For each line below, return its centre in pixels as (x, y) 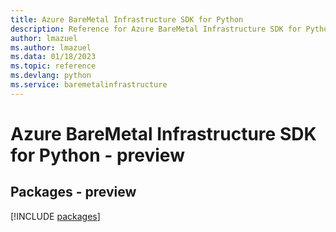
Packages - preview (73, 192)
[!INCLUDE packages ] (55, 216)
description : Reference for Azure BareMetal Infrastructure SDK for (156, 29)
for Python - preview (97, 155)
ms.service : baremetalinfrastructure (89, 85)
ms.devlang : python (51, 76)
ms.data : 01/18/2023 (53, 57)
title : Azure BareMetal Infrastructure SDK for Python (127, 19)
